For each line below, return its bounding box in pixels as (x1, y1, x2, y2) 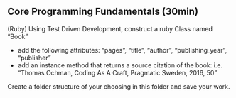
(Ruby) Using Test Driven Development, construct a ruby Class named (7, 24, 213, 33)
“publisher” (17, 53, 51, 62)
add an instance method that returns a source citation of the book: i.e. (17, 60, 222, 70)
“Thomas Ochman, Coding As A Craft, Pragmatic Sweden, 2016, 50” (17, 68, 218, 77)
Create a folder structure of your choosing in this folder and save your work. (7, 82, 230, 91)
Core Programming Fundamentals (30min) (7, 6, 199, 18)
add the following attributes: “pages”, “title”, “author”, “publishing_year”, (17, 45, 227, 54)
